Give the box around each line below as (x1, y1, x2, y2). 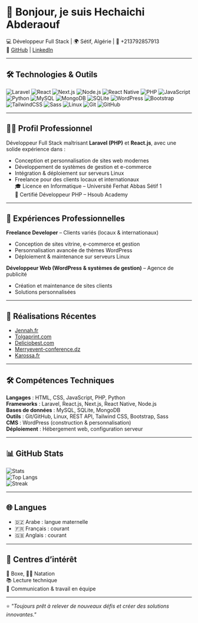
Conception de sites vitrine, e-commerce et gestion (14, 240, 140, 247)
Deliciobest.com (14, 340, 55, 347)
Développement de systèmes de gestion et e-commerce (14, 163, 152, 170)
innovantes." (6, 611, 37, 618)
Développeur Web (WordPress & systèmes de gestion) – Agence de (6, 265, 174, 272)
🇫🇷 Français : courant (14, 525, 70, 532)
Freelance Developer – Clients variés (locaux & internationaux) (6, 229, 159, 236)
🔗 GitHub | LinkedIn (6, 46, 54, 53)
